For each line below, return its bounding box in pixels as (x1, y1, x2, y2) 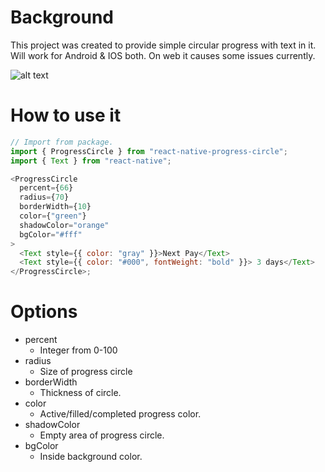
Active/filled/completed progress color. (39, 408, 202, 420)
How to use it (10, 104, 122, 127)
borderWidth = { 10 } (19, 202, 92, 212)
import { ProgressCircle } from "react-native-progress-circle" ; (10, 146, 288, 156)
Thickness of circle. (39, 387, 122, 399)
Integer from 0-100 (39, 344, 118, 356)
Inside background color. (39, 451, 143, 463)
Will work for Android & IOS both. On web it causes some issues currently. (10, 49, 316, 61)
